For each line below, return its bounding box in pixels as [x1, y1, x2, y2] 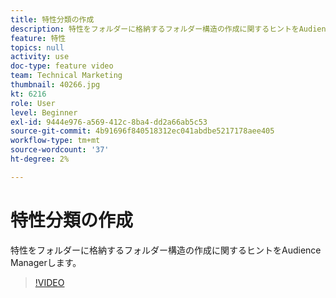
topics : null [10, 42, 65, 53]
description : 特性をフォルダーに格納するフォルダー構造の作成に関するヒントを [10, 24, 300, 34]
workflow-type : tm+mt [10, 136, 101, 146]
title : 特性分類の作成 [10, 14, 95, 25]
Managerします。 [10, 256, 82, 268]
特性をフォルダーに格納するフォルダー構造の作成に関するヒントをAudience [10, 244, 322, 256]
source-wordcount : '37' [10, 145, 110, 155]
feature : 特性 [10, 33, 67, 43]
